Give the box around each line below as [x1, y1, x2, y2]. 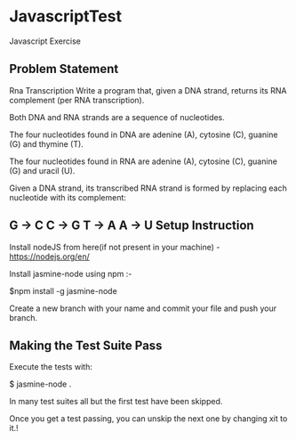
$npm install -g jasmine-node [9, 285, 117, 296]
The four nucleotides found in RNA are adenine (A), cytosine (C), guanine [9, 156, 278, 167]
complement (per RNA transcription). [9, 94, 145, 105]
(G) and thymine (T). [9, 138, 84, 149]
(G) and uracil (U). [9, 165, 76, 175]
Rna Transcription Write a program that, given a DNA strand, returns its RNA [9, 85, 287, 95]
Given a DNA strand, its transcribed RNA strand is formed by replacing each [9, 183, 287, 193]
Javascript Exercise [9, 36, 82, 46]
